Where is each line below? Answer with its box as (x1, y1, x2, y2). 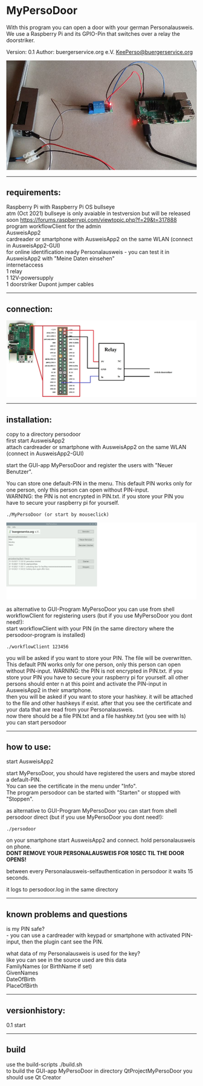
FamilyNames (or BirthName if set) (6, 963, 92, 970)
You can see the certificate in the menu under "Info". (6, 782, 137, 790)
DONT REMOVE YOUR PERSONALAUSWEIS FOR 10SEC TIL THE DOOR (6, 850, 184, 857)
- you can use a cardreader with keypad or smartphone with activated (6, 931, 181, 939)
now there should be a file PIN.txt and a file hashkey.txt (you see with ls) (6, 712, 186, 719)
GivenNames (6, 969, 39, 976)
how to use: (6, 742, 51, 752)
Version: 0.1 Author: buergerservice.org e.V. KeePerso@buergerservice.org (6, 48, 193, 55)
